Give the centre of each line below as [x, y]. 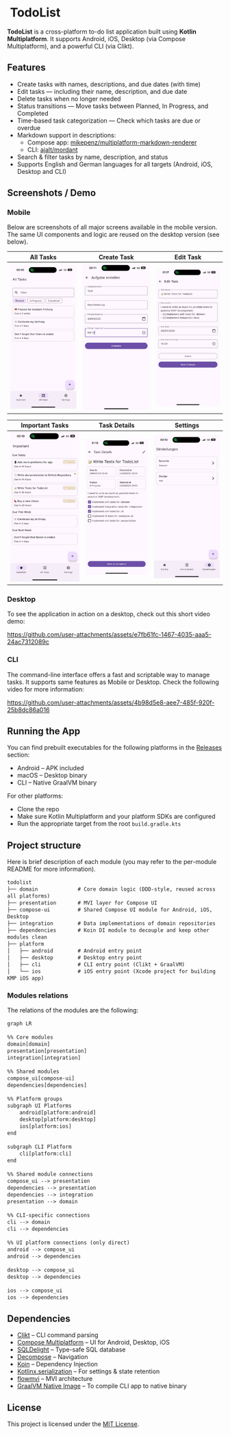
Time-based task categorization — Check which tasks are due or [108, 120]
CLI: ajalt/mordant [52, 149]
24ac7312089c [28, 642]
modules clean [27, 937]
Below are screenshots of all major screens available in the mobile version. [112, 227]
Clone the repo [38, 809]
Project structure [44, 845]
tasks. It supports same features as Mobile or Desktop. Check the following [113, 682]
